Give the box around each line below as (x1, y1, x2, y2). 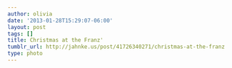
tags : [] (7, 30, 34, 38)
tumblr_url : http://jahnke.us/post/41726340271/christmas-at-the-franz (7, 43, 225, 50)
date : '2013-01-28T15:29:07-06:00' (7, 17, 114, 24)
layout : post (7, 23, 46, 30)
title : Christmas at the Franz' (7, 37, 104, 44)
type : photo (7, 50, 43, 57)
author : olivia (7, 10, 53, 18)
